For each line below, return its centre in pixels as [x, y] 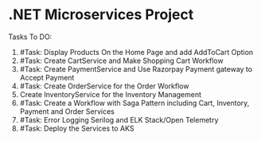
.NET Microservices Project [101, 15]
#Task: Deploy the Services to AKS [77, 128]
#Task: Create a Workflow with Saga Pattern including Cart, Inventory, [134, 103]
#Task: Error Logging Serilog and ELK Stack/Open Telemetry [119, 119]
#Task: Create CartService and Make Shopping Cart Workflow [122, 61]
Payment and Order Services [67, 111]
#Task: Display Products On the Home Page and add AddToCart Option [136, 52]
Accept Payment [47, 77]
